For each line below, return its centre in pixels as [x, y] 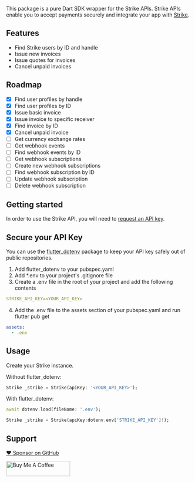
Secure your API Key [45, 237]
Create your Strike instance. [40, 365]
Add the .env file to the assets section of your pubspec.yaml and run [97, 310]
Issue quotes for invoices [45, 60]
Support [21, 439]
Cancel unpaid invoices [43, 66]
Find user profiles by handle [48, 99]
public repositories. [29, 258]
